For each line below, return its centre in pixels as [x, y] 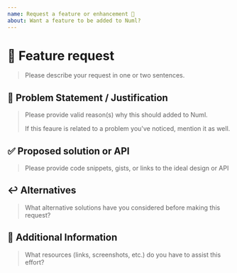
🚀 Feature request [61, 56]
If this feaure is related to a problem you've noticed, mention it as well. [127, 129]
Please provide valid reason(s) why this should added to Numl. [116, 115]
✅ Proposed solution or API [68, 151]
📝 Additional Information [62, 238]
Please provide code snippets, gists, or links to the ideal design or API [127, 168]
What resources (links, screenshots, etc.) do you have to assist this [123, 255]
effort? [34, 262]
